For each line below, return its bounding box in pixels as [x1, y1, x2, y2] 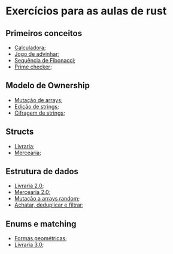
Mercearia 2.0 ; [14, 189, 51, 196]
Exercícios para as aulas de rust [5, 4, 167, 18]
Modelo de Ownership [5, 80, 90, 91]
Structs [5, 127, 34, 137]
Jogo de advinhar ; [14, 50, 60, 58]
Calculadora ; [14, 44, 46, 51]
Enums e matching [5, 219, 77, 229]
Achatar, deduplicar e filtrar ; [14, 201, 84, 208]
